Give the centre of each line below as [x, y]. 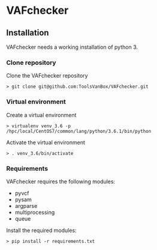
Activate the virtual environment [46, 142]
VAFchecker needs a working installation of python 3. [72, 47]
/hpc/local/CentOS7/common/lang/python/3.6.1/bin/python [79, 131]
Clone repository [31, 62]
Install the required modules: [41, 230]
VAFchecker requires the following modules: [61, 181]
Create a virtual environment [41, 115]
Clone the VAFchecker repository [47, 76]
